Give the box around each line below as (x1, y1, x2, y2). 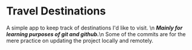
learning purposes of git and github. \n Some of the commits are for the (6, 30, 186, 37)
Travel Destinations (6, 4, 106, 18)
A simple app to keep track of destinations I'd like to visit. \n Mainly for (6, 24, 183, 31)
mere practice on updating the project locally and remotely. (6, 37, 154, 44)
